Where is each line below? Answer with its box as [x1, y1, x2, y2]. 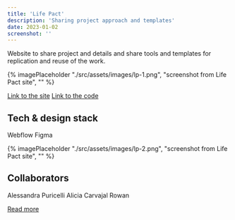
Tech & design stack [7, 112, 99, 124]
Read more [7, 204, 40, 213]
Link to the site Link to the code [7, 92, 99, 100]
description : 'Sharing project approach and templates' [7, 17, 175, 24]
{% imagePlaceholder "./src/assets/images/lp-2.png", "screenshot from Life [7, 145, 228, 153]
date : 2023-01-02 [7, 23, 59, 30]
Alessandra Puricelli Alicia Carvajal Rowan [7, 191, 130, 200]
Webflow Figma [7, 131, 53, 140]
